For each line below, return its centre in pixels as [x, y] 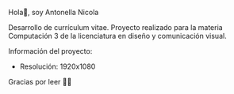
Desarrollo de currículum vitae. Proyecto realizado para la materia [116, 27]
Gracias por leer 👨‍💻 [40, 82]
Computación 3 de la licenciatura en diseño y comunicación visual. [118, 36]
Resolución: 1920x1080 [58, 66]
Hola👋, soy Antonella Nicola [54, 12]
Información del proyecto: [50, 51]
